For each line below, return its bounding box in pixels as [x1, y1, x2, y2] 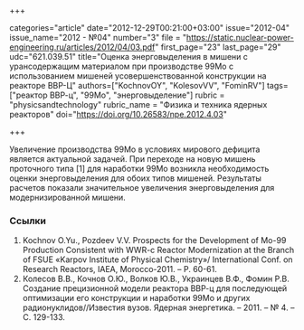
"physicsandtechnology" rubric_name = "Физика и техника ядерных [9, 99, 268, 109]
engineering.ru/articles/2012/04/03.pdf [9, 42, 156, 52]
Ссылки [9, 214, 47, 227]
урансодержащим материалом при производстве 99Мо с [9, 61, 233, 71]
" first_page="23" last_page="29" [155, 42, 282, 52]
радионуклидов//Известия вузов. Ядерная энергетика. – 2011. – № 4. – [22, 302, 295, 313]
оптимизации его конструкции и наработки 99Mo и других [22, 293, 251, 304]
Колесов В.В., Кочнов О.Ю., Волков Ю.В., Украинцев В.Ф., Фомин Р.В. [22, 273, 290, 285]
